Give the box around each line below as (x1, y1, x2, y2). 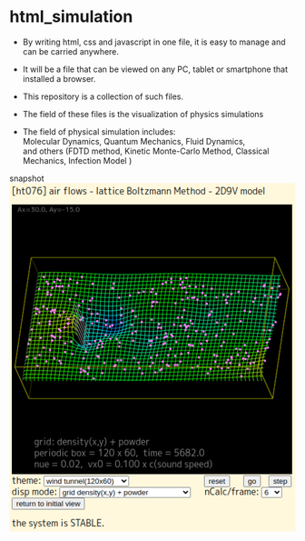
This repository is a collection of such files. (22, 91, 184, 102)
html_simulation (9, 6, 133, 27)
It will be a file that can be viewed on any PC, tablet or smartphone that (22, 64, 289, 75)
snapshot (9, 173, 44, 184)
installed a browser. (22, 73, 96, 84)
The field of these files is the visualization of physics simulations (22, 108, 264, 119)
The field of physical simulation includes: (22, 125, 176, 137)
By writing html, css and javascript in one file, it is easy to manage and (22, 36, 286, 47)
